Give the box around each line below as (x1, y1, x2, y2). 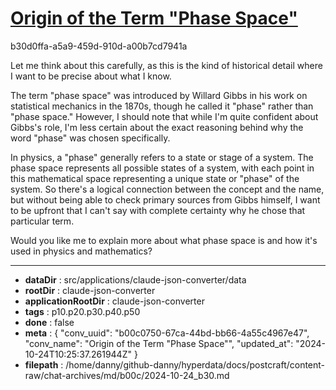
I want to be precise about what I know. (10, 70, 172, 82)
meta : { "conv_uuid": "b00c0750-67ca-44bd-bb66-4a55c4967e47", (24, 327, 310, 339)
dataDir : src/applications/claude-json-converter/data (24, 273, 247, 286)
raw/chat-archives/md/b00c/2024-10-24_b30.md (24, 369, 230, 381)
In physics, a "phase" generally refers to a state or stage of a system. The (10, 151, 314, 163)
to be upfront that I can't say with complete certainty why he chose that (10, 204, 306, 216)
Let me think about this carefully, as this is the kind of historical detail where (10, 59, 323, 71)
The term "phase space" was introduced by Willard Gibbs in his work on (10, 89, 308, 101)
